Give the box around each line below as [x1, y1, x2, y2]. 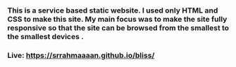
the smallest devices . [7, 31, 84, 41]
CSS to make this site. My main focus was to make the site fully [7, 14, 228, 24]
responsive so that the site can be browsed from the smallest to [7, 23, 230, 33]
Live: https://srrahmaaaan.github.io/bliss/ [7, 50, 155, 60]
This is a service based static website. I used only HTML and [7, 6, 218, 15]
